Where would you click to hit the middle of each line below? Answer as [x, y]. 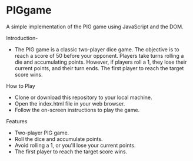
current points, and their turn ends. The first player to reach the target [99, 68]
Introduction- [22, 38]
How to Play [21, 86]
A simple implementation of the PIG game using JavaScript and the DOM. [95, 27]
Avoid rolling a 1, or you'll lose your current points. [75, 145]
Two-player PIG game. [42, 133]
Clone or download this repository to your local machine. [83, 97]
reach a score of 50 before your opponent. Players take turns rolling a [99, 55]
